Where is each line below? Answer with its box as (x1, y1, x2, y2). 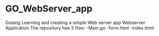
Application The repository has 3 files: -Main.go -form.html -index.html (5, 24, 154, 30)
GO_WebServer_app (5, 3, 93, 14)
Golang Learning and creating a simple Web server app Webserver (5, 19, 146, 25)
